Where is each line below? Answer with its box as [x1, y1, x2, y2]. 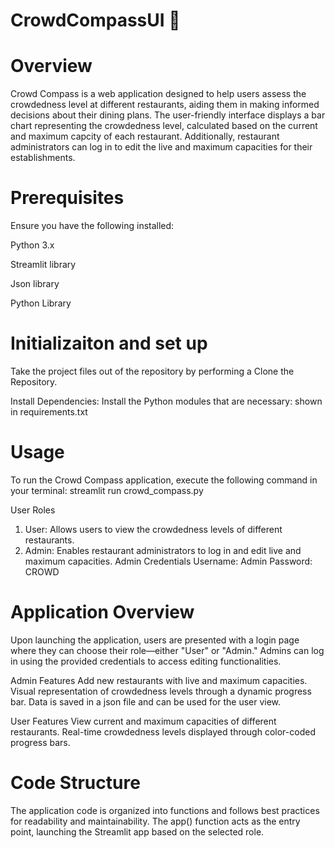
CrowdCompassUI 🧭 [10, 9, 181, 32]
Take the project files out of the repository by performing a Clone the [10, 365, 295, 377]
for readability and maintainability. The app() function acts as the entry [10, 815, 301, 827]
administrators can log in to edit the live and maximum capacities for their [10, 141, 313, 153]
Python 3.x [10, 239, 55, 251]
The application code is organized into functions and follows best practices [10, 804, 320, 816]
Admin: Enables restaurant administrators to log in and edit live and [24, 544, 302, 556]
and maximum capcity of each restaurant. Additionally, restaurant [10, 130, 280, 143]
